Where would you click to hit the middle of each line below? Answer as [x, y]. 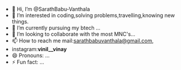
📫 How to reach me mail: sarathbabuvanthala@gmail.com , [83, 41]
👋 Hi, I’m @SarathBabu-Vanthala [51, 9]
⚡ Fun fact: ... [28, 62]
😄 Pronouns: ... [31, 55]
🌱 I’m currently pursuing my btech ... [56, 28]
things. [20, 21]
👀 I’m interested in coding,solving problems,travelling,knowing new [93, 15]
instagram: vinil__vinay [39, 49]
